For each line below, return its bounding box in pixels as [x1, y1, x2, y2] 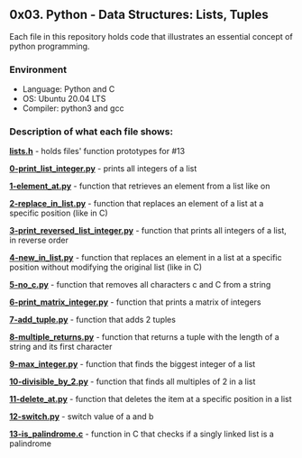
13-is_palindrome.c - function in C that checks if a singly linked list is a [9, 428, 275, 440]
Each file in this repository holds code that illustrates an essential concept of [9, 31, 293, 41]
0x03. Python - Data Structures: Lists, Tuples [9, 7, 269, 23]
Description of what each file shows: [9, 125, 174, 138]
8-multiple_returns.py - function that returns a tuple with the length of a [9, 332, 279, 343]
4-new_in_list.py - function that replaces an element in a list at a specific [9, 252, 282, 263]
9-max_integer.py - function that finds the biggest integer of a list [9, 359, 256, 370]
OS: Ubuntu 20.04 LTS [22, 94, 106, 105]
